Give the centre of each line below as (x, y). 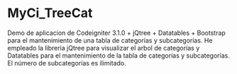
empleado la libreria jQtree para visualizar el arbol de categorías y (104, 48)
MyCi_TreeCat (50, 13)
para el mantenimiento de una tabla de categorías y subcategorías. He (110, 40)
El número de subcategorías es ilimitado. (67, 63)
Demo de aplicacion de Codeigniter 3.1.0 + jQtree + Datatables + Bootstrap (116, 33)
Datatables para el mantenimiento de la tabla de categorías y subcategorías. (119, 55)
